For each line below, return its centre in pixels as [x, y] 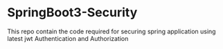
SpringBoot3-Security [72, 13]
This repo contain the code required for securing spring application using [111, 31]
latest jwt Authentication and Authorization [68, 38]
